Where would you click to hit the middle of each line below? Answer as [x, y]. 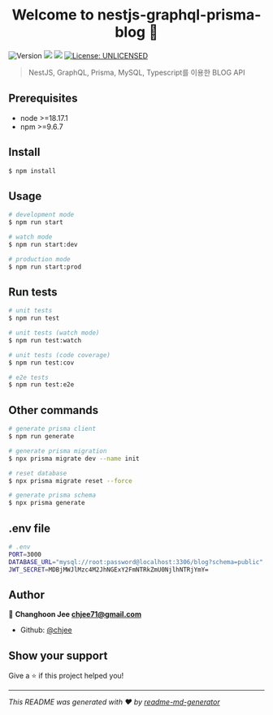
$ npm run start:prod [45, 267]
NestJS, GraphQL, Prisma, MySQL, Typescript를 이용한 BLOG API [136, 72]
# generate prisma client [52, 429]
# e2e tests [28, 377]
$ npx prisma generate [47, 503]
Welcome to [53, 15]
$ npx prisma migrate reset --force [70, 480]
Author [26, 594]
